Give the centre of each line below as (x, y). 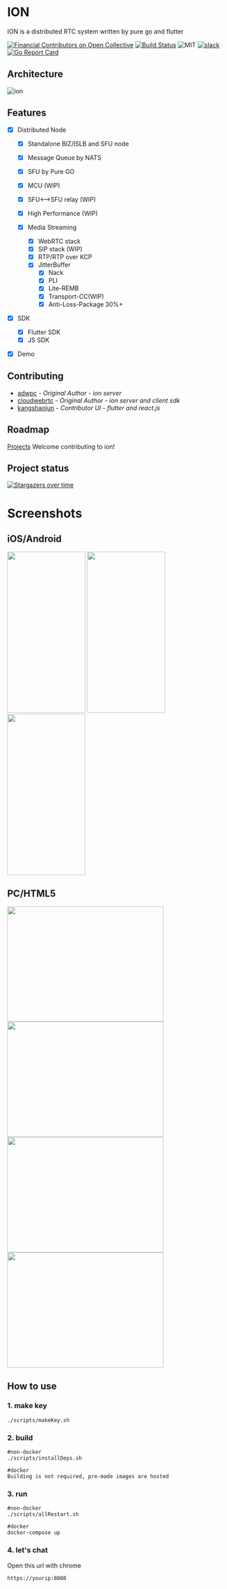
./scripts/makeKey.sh (39, 1420)
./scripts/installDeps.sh (44, 1458)
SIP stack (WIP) (60, 249)
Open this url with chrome (44, 1565)
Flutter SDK (44, 332)
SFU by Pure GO (51, 171)
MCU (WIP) (44, 185)
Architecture (35, 74)
